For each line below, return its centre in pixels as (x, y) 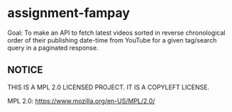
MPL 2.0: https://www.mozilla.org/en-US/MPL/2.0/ (81, 101)
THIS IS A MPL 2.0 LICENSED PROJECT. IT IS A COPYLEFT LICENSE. (109, 87)
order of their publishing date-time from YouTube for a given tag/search (112, 40)
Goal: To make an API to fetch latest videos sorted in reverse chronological (116, 33)
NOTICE (25, 70)
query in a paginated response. (53, 47)
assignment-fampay (68, 13)
